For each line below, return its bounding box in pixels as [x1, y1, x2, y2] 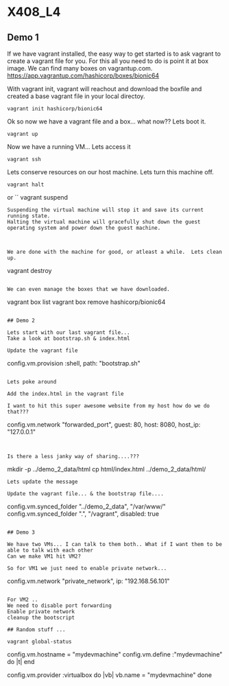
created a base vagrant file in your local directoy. [7, 92, 145, 100]
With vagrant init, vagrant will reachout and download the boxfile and [7, 85, 202, 93]
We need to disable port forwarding [7, 602, 112, 609]
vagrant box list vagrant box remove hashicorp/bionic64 [7, 298, 166, 306]
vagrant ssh [7, 156, 41, 163]
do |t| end [7, 658, 35, 665]
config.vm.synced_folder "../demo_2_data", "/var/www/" [7, 502, 166, 510]
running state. [7, 213, 51, 220]
